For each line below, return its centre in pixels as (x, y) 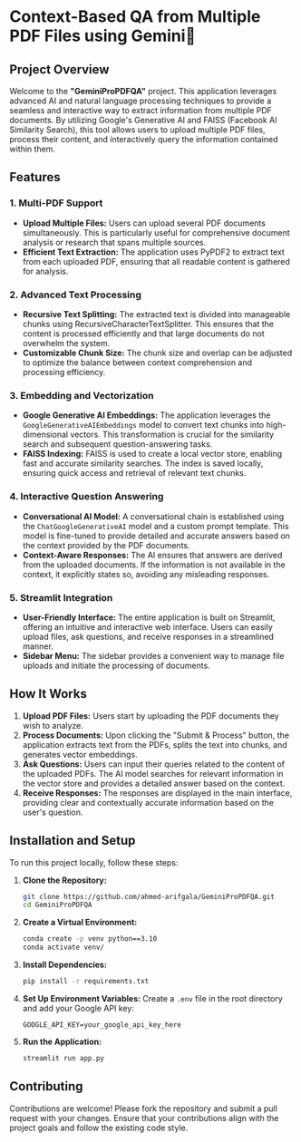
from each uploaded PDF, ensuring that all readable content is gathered (156, 261)
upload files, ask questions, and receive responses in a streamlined (148, 636)
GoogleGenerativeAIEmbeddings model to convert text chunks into (143, 425)
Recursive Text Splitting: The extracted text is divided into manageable (156, 314)
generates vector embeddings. (80, 754)
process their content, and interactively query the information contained (144, 139)
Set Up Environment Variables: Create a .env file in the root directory (152, 998)
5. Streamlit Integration (61, 597)
